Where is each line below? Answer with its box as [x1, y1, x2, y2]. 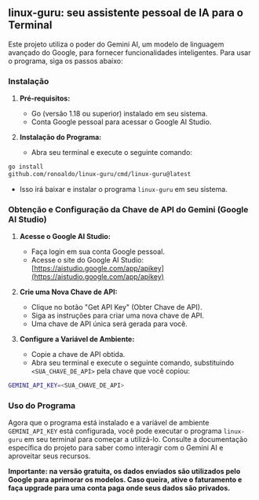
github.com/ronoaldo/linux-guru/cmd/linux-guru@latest [8, 170, 192, 178]
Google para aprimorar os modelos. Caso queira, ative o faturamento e [8, 475, 243, 484]
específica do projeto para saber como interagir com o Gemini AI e [8, 443, 224, 453]
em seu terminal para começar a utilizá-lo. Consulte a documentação [24, 435, 248, 444]
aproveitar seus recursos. [8, 451, 91, 461]
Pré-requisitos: [19, 94, 71, 103]
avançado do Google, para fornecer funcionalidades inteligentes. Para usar [8, 47, 251, 57]
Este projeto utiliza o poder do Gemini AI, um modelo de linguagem [8, 39, 224, 49]
